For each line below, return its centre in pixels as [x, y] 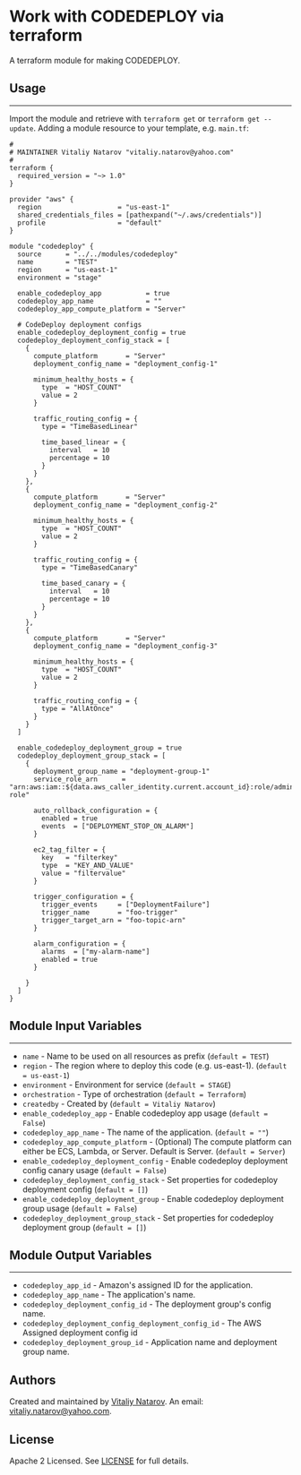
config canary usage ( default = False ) [95, 1170]
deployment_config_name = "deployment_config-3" [125, 646]
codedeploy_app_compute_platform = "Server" [102, 309]
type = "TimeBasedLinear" [90, 426]
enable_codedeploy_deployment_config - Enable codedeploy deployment [155, 1161]
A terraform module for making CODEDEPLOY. [95, 60]
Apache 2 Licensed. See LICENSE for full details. [99, 1461]
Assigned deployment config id [80, 1333]
